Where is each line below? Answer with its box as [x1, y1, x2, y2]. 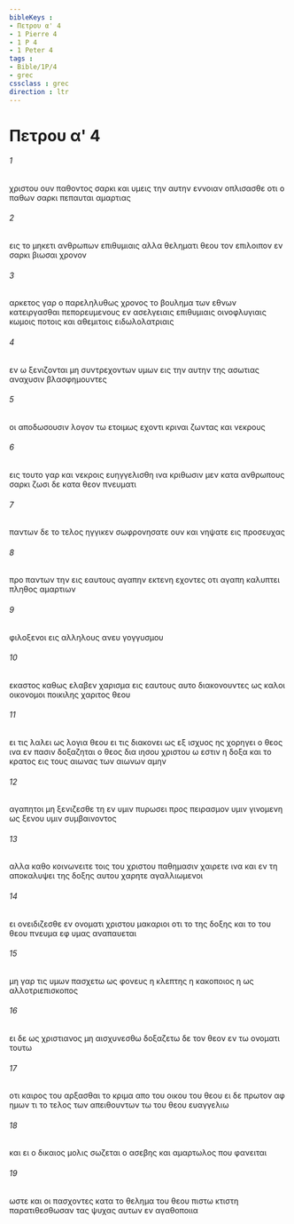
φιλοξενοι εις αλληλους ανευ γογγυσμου [9, 632, 164, 642]
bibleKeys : [9, 12, 53, 22]
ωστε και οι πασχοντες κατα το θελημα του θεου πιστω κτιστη [9, 1196, 239, 1206]
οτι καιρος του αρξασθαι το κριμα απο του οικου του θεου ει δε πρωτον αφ [9, 1090, 285, 1101]
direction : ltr [9, 87, 69, 96]
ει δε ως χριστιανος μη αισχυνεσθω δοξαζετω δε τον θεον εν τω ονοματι [9, 1032, 281, 1044]
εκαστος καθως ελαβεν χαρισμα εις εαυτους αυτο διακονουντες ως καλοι [9, 680, 286, 690]
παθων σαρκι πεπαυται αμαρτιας [9, 192, 131, 203]
